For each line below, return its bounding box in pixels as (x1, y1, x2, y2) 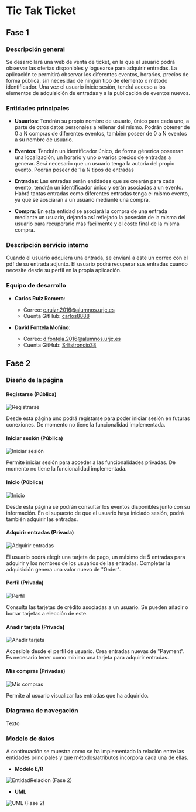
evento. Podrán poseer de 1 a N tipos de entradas (14, 166, 135, 174)
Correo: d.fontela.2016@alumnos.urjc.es (23, 335, 121, 342)
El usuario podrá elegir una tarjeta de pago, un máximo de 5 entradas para (6, 553, 185, 560)
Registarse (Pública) (6, 390, 57, 397)
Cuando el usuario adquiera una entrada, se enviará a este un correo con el (6, 254, 188, 262)
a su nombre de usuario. (14, 136, 74, 143)
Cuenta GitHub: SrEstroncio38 (23, 341, 97, 349)
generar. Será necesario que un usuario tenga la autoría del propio (14, 160, 175, 167)
